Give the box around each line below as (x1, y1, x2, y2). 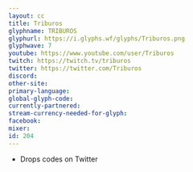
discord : (8, 72, 38, 80)
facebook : (8, 117, 42, 125)
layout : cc (8, 11, 45, 20)
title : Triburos (8, 19, 63, 27)
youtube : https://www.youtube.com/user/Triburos (8, 49, 175, 57)
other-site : (8, 79, 48, 87)
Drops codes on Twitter (19, 154, 98, 164)
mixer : (8, 124, 31, 132)
